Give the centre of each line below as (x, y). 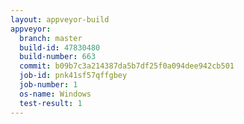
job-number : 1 (48, 85)
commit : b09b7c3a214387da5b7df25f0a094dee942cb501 (127, 66)
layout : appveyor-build (60, 19)
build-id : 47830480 (60, 47)
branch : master (51, 38)
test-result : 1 (51, 103)
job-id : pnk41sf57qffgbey (73, 76)
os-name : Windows (55, 94)
